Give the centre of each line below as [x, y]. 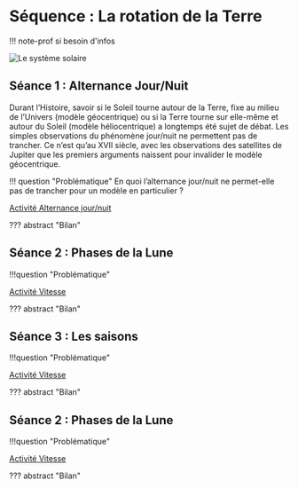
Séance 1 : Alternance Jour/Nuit [99, 86]
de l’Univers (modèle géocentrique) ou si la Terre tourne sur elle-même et [144, 116]
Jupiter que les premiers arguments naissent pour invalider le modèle [136, 154]
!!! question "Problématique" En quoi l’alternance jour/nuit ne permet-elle [142, 181]
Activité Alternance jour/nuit [60, 208]
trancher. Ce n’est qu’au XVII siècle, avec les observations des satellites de [145, 145]
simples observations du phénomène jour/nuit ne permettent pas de [133, 136]
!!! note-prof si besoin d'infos [62, 41]
